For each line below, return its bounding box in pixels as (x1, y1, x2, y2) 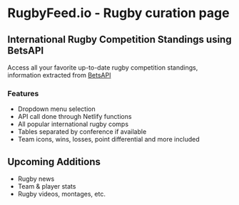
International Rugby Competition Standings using (7, 33, 232, 46)
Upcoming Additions (7, 155, 101, 168)
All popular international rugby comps (17, 120, 129, 129)
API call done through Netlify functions (17, 112, 132, 121)
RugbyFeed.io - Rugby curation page (7, 5, 230, 21)
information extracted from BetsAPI (7, 71, 111, 79)
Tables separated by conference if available (17, 127, 147, 136)
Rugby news (17, 174, 55, 183)
